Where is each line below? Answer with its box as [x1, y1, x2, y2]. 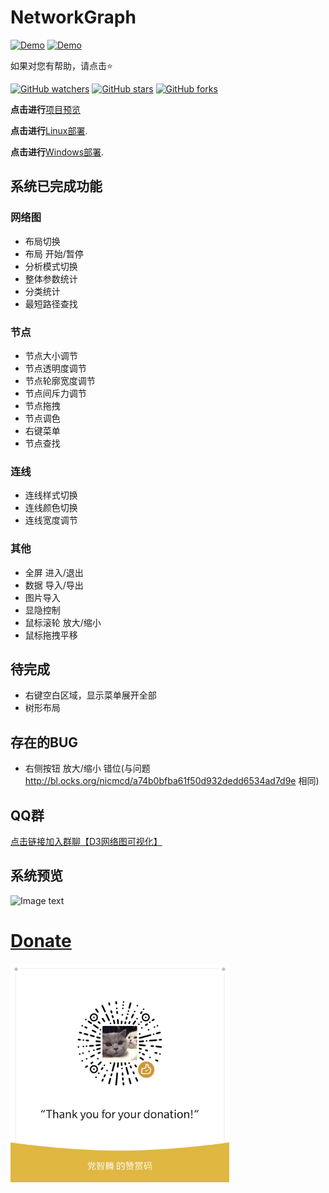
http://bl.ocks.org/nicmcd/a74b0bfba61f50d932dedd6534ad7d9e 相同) [24, 775, 320, 787]
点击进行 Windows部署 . [10, 146, 105, 158]
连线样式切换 [24, 489, 78, 501]
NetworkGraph [10, 6, 137, 29]
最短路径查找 [24, 297, 78, 310]
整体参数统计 [24, 272, 78, 285]
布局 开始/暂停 [24, 247, 84, 260]
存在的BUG [10, 734, 79, 751]
